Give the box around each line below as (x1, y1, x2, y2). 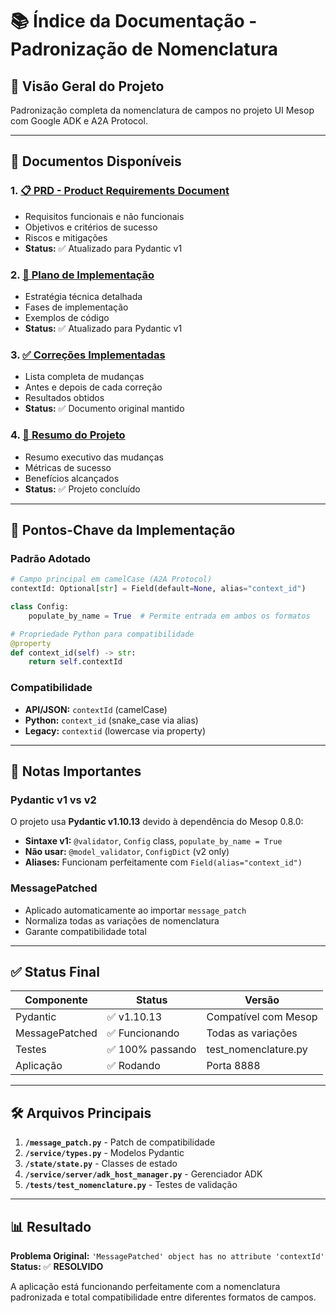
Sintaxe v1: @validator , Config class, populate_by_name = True (24, 835, 283, 847)
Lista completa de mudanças (24, 371, 145, 383)
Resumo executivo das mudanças (24, 451, 164, 463)
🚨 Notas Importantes (10, 763, 142, 780)
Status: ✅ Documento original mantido (24, 403, 185, 415)
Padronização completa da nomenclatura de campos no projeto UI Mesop (10, 104, 315, 116)
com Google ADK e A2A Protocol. (10, 115, 148, 127)
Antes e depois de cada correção (24, 381, 163, 393)
